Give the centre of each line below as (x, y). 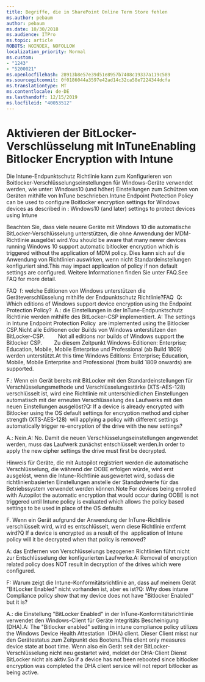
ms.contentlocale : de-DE (38, 92)
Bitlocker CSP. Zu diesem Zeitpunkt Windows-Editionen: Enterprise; (97, 342)
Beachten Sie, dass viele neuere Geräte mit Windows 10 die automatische (99, 227)
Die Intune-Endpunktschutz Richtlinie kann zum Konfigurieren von (89, 176)
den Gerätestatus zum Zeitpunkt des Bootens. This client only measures (96, 640)
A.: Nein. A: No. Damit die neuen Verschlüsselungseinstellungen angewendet (102, 438)
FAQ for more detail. (31, 279)
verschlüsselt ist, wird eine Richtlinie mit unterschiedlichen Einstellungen (98, 393)
